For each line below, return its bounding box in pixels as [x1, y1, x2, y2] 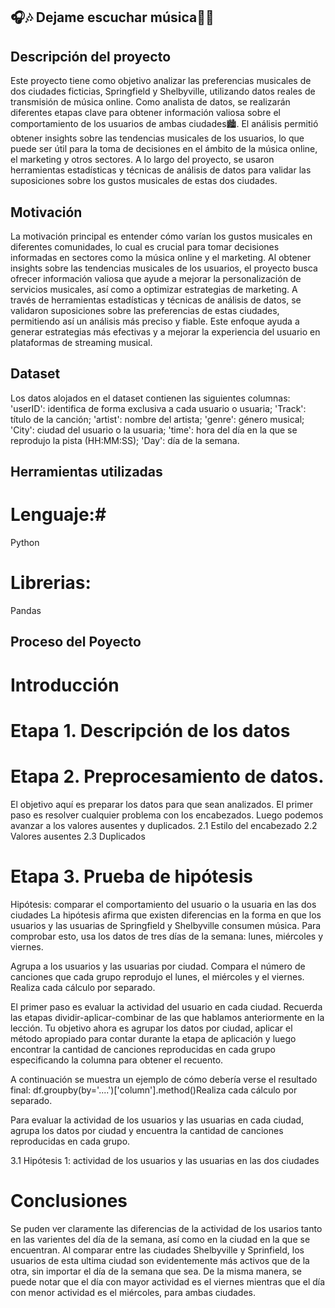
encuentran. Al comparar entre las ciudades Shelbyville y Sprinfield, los [10, 1244, 305, 1256]
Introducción [10, 674, 120, 696]
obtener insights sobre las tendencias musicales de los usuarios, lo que [10, 132, 305, 144]
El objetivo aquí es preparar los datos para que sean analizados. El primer [10, 798, 313, 810]
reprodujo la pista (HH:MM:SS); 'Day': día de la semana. [10, 434, 240, 446]
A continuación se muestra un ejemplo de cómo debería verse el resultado [10, 1073, 318, 1085]
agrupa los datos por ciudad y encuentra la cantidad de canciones [10, 1124, 284, 1136]
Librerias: [10, 572, 92, 594]
